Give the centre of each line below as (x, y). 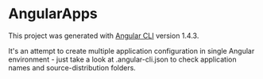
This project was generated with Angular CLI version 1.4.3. (104, 36)
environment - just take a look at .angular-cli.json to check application (122, 59)
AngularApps (53, 14)
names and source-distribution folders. (72, 67)
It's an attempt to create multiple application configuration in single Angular (131, 51)
